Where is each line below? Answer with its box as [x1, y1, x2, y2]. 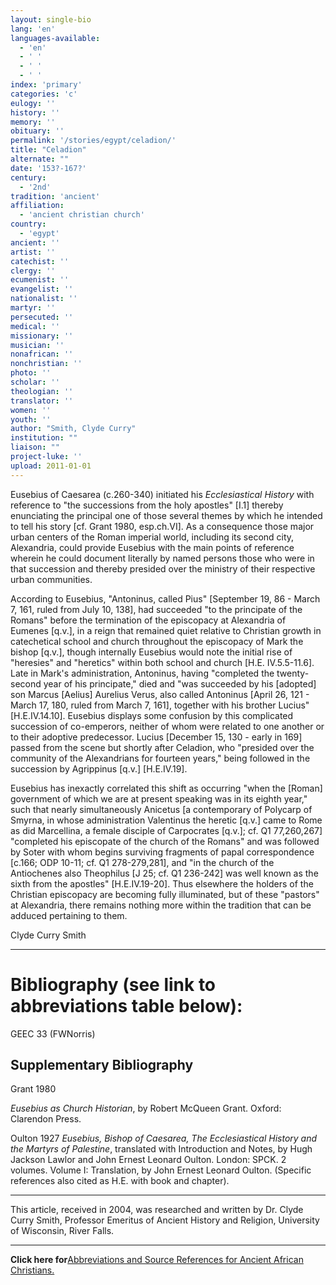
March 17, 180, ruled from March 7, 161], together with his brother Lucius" [10, 699, 310, 711]
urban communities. [10, 573, 93, 585]
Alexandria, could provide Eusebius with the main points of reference [10, 541, 295, 553]
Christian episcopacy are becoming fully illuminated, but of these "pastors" [10, 888, 320, 900]
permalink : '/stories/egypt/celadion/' [10, 136, 177, 146]
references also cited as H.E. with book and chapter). [10, 1175, 230, 1187]
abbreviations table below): [10, 994, 243, 1017]
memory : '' [10, 117, 56, 127]
